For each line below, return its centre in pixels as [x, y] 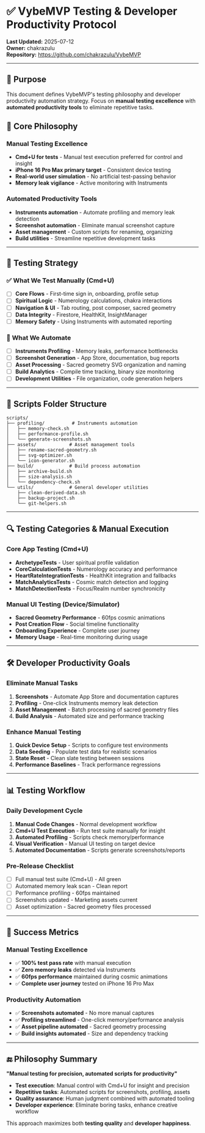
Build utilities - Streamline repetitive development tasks [85, 238]
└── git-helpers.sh [42, 504]
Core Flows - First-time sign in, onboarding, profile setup [87, 294]
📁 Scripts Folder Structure [57, 404]
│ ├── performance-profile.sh [47, 434]
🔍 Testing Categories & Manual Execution [88, 529]
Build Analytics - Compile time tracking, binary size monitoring [95, 372]
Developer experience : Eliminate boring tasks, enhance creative [96, 1105]
